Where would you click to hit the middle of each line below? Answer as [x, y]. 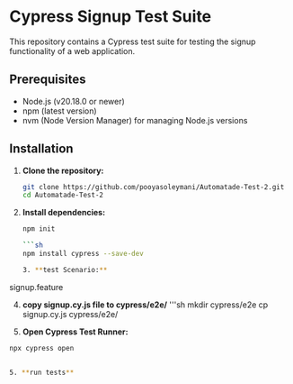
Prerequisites [48, 80]
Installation [41, 149]
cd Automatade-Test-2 [62, 196]
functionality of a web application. [72, 50]
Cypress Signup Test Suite [111, 17]
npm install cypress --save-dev [83, 254]
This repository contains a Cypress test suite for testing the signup [133, 41]
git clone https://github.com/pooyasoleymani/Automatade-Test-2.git [153, 187]
